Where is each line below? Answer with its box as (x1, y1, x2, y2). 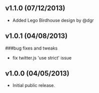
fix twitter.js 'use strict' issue (12, 54, 71, 60)
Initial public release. (12, 82, 55, 88)
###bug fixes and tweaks (5, 45, 58, 51)
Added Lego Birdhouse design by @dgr (12, 17, 94, 23)
